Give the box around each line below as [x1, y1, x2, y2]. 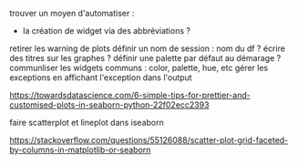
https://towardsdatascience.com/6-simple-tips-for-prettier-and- [9, 90, 251, 100]
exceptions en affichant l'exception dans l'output [9, 72, 193, 83]
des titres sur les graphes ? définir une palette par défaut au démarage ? [9, 53, 282, 63]
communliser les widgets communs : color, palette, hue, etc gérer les [9, 63, 269, 73]
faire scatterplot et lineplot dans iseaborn [9, 118, 164, 128]
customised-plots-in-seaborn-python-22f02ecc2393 [9, 99, 210, 110]
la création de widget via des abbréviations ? [22, 26, 191, 36]
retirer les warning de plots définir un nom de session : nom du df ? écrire [9, 43, 285, 54]
